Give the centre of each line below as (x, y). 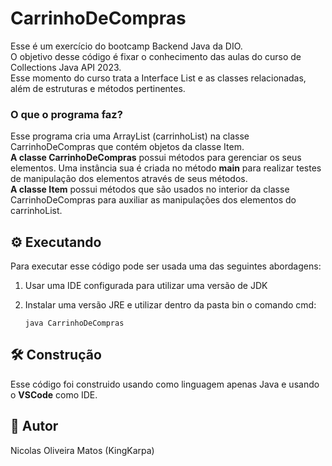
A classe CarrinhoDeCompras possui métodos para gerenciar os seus (156, 158)
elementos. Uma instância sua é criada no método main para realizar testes (166, 168)
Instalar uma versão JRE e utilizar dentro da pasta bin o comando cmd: (170, 305)
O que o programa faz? (66, 114)
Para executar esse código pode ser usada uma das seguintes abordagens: (166, 266)
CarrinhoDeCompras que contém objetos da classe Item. (127, 147)
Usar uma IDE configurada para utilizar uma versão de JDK (146, 286)
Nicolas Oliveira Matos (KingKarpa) (82, 450)
